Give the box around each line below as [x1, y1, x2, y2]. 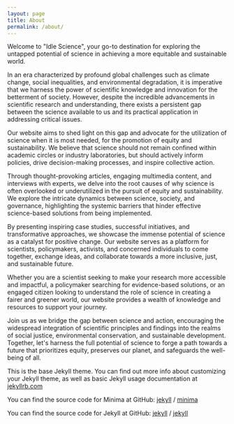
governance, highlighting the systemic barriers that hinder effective [7, 202, 201, 210]
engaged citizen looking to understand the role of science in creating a [7, 288, 211, 297]
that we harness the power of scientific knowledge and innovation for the [7, 85, 218, 94]
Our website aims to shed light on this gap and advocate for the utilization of [7, 129, 227, 137]
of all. [24, 353, 42, 362]
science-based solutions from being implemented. [7, 209, 152, 217]
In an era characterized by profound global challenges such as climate [7, 71, 210, 79]
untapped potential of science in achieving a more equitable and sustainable [7, 50, 227, 58]
